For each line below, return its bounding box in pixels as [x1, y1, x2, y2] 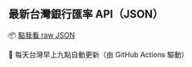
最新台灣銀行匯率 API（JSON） [8, 7, 164, 22]
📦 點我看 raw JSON [8, 30, 76, 40]
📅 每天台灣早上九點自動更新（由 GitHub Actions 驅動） [8, 49, 189, 59]
